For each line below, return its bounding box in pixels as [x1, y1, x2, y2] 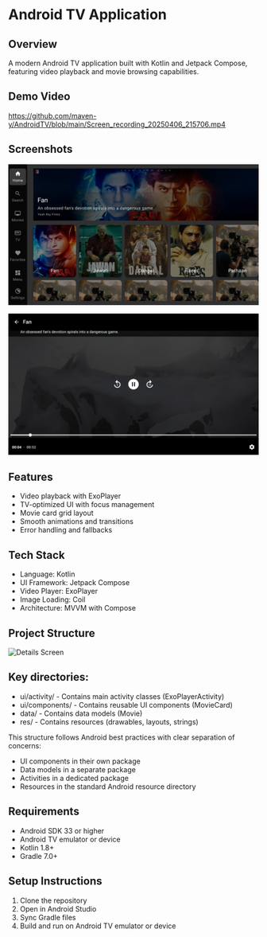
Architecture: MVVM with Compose [19, 603, 137, 613]
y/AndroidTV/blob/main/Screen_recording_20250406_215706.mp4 [8, 119, 226, 129]
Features [8, 470, 53, 484]
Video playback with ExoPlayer [19, 491, 122, 501]
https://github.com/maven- [8, 111, 97, 120]
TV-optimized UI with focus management [19, 500, 155, 509]
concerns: [8, 740, 42, 750]
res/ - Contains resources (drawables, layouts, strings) [19, 716, 199, 726]
